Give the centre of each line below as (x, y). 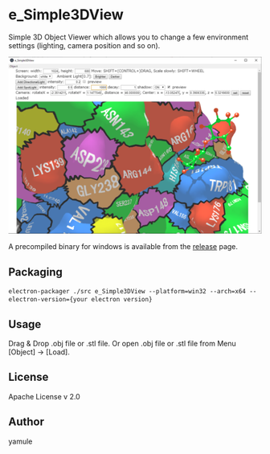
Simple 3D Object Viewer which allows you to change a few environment (129, 37)
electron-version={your (48, 300)
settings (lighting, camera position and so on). (84, 45)
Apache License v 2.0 (44, 396)
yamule (20, 441)
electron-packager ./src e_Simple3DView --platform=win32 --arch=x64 (127, 292)
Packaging (35, 272)
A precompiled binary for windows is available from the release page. (123, 247)
